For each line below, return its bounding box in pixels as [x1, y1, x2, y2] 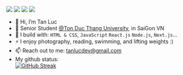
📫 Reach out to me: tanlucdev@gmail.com [14, 47, 122, 54]
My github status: [14, 56, 59, 63]
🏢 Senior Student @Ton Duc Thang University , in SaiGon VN [14, 25, 165, 31]
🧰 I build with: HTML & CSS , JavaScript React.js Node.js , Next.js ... [14, 31, 178, 38]
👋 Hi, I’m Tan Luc [14, 18, 57, 25]
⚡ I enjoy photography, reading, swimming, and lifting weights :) [14, 38, 174, 45]
